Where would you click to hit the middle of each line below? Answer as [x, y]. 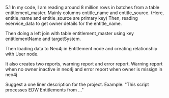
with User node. [22, 54]
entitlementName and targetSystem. [43, 39]
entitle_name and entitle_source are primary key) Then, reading [72, 18]
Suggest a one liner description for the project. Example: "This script [77, 84]
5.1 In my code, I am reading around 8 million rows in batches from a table [82, 7]
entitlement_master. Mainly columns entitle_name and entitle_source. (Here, [85, 13]
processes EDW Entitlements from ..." [45, 90]
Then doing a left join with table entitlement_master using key [69, 33]
